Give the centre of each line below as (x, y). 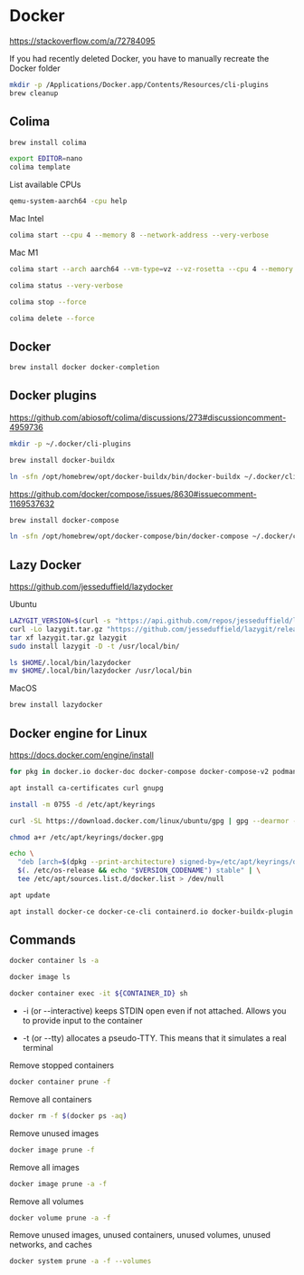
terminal (38, 1048)
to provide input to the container (82, 1021)
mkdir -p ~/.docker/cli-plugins (70, 444)
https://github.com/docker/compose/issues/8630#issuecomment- (133, 494)
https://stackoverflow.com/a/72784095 (82, 41)
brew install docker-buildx (62, 460)
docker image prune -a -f (58, 1184)
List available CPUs (45, 185)
